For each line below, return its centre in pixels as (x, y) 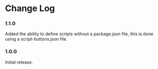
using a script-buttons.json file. (36, 39)
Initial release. (19, 62)
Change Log (30, 8)
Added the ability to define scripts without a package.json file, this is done (79, 34)
